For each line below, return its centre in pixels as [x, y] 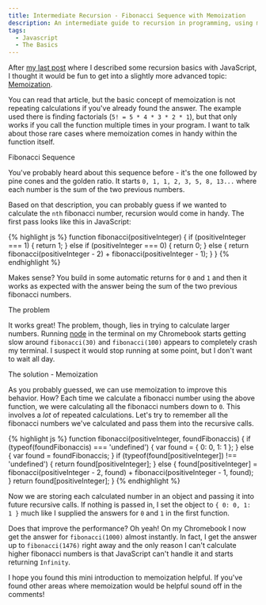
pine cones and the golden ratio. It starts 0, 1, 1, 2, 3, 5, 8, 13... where [133, 181]
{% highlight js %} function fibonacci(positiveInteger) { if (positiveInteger [127, 237]
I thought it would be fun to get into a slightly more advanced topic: [118, 76]
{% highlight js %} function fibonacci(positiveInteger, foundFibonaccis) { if [129, 439]
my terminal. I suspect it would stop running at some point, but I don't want [130, 350]
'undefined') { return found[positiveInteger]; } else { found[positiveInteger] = [133, 464]
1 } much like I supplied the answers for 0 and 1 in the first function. [119, 513]
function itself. [32, 142]
